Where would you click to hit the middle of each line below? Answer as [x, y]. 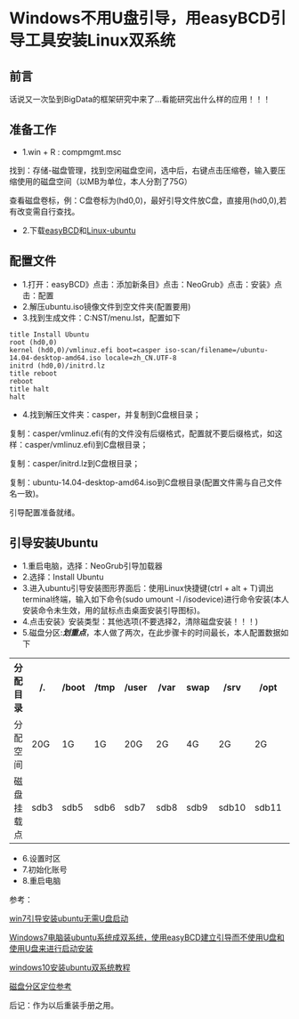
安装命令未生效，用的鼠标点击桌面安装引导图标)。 [113, 611]
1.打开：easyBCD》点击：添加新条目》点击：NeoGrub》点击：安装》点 [152, 284]
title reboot [33, 373]
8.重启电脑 [41, 881]
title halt [29, 389]
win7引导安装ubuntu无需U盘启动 [69, 918]
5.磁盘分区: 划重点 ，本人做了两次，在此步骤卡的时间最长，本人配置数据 [151, 633]
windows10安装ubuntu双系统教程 [70, 967]
